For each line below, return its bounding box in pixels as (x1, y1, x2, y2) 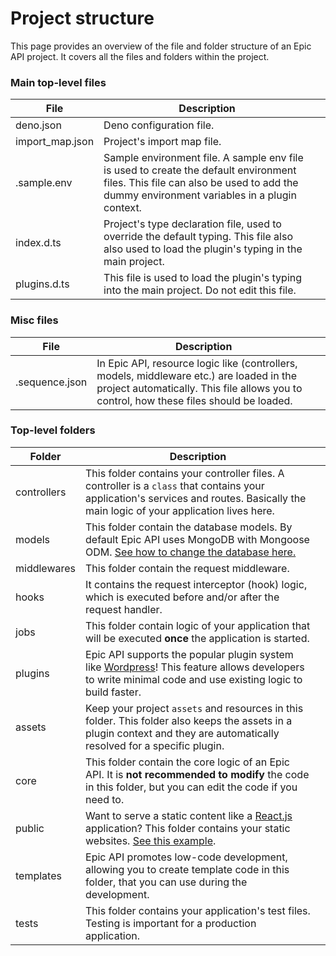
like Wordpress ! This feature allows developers (85, 660, 305, 674)
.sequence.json (15, 375, 88, 389)
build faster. (85, 685, 142, 699)
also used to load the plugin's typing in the (103, 242, 303, 256)
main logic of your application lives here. (85, 503, 275, 517)
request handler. (85, 602, 163, 616)
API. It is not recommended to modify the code (85, 767, 310, 781)
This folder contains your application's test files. (85, 903, 311, 917)
